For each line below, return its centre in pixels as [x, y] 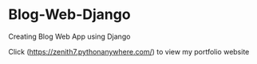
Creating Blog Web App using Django [69, 36]
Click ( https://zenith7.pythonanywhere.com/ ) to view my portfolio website [129, 51]
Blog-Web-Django [69, 15]
